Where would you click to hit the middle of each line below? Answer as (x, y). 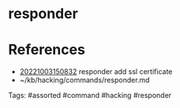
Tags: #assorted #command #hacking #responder (90, 95)
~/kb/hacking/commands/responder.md (84, 80)
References (47, 50)
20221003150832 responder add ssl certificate (96, 72)
